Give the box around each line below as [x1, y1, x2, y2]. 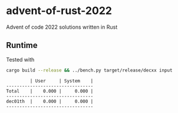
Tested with [6, 56, 35, 63]
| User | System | [29, 78, 94, 84]
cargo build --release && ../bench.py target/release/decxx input [6, 67, 173, 73]
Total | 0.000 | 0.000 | [6, 88, 94, 94]
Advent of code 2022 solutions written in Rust [6, 23, 118, 30]
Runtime [6, 40, 38, 50]
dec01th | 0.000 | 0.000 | [6, 98, 94, 104]
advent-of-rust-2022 [6, 4, 112, 18]
